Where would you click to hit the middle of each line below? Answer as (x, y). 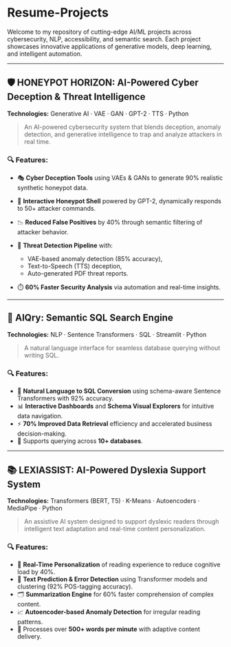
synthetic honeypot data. (52, 188)
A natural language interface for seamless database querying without (122, 348)
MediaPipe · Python (35, 508)
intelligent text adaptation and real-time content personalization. (115, 528)
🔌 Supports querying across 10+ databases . (80, 441)
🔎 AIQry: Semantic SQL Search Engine (90, 318)
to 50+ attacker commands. (56, 209)
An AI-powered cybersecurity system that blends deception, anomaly (122, 127)
